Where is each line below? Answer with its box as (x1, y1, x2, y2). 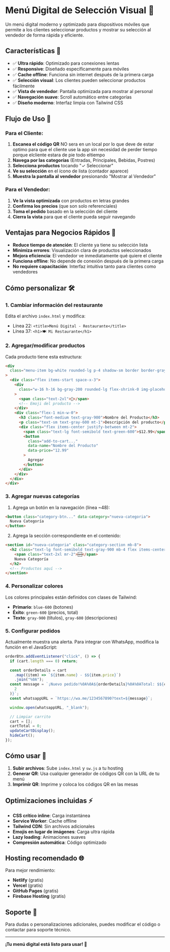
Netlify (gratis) (12, 877, 44, 883)
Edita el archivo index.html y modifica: (5, 313, 86, 319)
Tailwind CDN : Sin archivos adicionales (12, 823, 95, 829)
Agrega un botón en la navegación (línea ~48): (12, 504, 110, 510)
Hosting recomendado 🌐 (5, 854, 84, 863)
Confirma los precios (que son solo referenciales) (12, 203, 117, 209)
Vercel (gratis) (12, 882, 43, 889)
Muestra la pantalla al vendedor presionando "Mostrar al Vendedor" (12, 173, 156, 179)
